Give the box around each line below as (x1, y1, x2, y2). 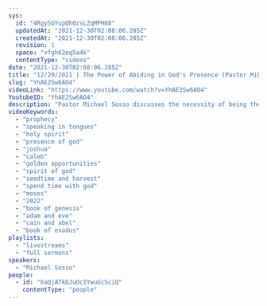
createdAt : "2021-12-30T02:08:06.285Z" (15, 33, 148, 42)
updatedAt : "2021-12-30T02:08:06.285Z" (15, 26, 148, 34)
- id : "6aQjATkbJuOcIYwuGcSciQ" (15, 278, 123, 287)
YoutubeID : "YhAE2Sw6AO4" (8, 93, 94, 101)
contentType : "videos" (15, 57, 91, 65)
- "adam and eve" (15, 212, 73, 220)
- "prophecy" (15, 116, 59, 124)
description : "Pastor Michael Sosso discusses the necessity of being (8, 100, 247, 108)
